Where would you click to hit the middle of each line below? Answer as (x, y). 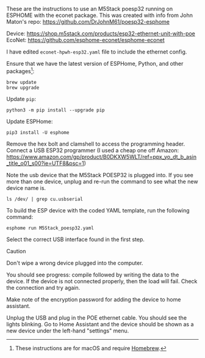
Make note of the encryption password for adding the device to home (94, 299)
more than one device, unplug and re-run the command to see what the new (102, 181)
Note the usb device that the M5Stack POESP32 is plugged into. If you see (100, 175)
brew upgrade (23, 88)
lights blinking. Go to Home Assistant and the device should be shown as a (100, 324)
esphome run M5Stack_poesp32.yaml (50, 228)
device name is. (26, 188)
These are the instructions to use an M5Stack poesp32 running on (89, 9)
